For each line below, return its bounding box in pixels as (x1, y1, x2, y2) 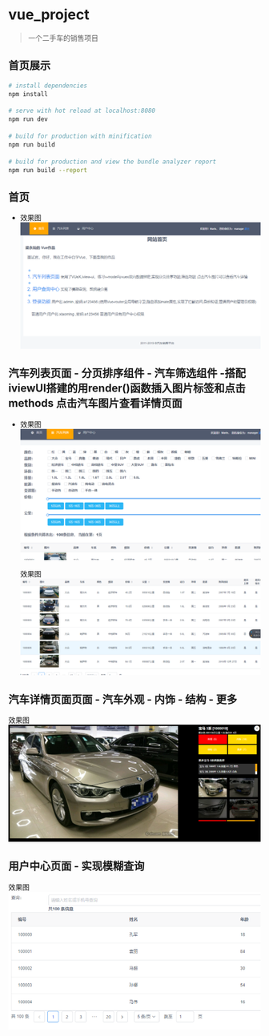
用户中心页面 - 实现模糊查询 (8, 859, 145, 873)
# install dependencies (8, 82, 88, 90)
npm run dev (8, 115, 48, 123)
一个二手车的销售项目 (27, 33, 98, 42)
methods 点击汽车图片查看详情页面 (8, 396, 183, 410)
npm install (8, 90, 48, 98)
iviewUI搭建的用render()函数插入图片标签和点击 (8, 382, 247, 396)
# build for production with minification (8, 132, 152, 140)
